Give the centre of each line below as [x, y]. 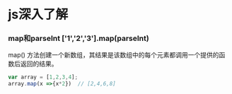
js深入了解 [38, 14]
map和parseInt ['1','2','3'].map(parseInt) [79, 38]
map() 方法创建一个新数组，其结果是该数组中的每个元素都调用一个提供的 [114, 55]
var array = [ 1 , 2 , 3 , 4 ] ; [43, 77]
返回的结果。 [39, 64]
